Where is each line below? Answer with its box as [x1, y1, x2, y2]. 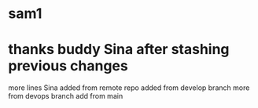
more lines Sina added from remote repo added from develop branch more [8, 83, 250, 92]
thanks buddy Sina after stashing [8, 41, 230, 59]
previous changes [8, 57, 128, 75]
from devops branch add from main [8, 92, 123, 101]
